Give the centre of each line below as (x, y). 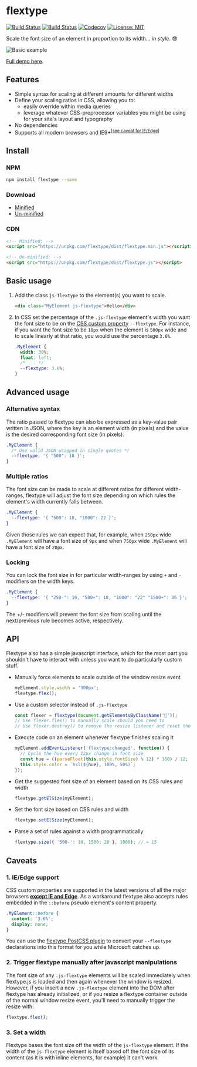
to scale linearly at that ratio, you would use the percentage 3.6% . (93, 335)
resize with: (20, 1006)
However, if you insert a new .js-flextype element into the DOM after (90, 988)
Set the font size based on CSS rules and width (72, 810)
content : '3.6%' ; (33, 919)
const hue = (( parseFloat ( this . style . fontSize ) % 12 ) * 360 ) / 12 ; (104, 759)
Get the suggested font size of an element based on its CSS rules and (98, 781)
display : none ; (30, 924)
